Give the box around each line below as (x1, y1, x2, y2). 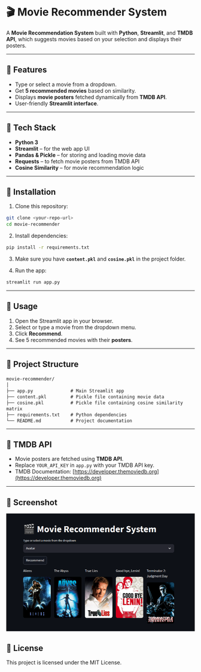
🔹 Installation (6, 187, 56, 197)
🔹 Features (6, 65, 47, 75)
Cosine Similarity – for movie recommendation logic (14, 164, 144, 171)
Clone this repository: (14, 203, 68, 210)
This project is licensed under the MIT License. (6, 659, 122, 666)
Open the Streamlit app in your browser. (14, 317, 114, 324)
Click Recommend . (14, 330, 63, 337)
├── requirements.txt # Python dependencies (6, 411, 127, 418)
